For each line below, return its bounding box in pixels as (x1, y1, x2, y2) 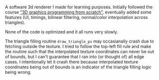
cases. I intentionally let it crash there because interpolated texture (5, 59, 139, 64)
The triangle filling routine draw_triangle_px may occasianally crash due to (5, 38, 154, 44)
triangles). (5, 19, 26, 25)
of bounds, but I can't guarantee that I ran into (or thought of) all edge (5, 54, 144, 60)
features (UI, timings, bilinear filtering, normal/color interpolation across (5, 15, 148, 20)
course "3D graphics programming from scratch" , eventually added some (5, 9, 152, 15)
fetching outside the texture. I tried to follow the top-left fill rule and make (5, 44, 151, 49)
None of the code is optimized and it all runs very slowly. (5, 29, 118, 34)
